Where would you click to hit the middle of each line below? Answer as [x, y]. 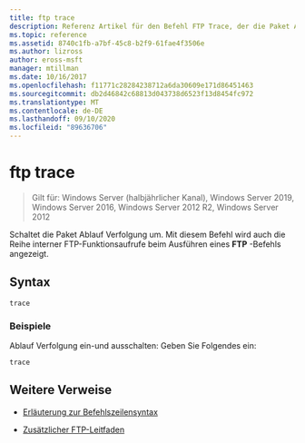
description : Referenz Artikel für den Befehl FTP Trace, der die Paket [150, 26]
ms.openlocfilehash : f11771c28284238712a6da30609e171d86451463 [132, 85]
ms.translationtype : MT [54, 102]
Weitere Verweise [61, 390]
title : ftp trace [42, 18]
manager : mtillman [44, 69]
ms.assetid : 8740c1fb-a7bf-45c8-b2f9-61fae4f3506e [107, 43]
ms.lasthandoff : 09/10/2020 [63, 119]
